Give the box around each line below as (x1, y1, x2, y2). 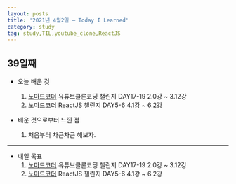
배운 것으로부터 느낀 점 (17, 116, 80, 125)
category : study (7, 23, 55, 30)
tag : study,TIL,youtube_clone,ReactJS (7, 29, 121, 37)
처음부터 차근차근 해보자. (27, 131, 96, 139)
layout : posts (7, 10, 49, 17)
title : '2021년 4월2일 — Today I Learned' (7, 17, 129, 24)
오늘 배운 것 (17, 78, 51, 86)
